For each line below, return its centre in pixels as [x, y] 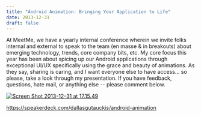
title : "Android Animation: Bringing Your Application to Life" [88, 12]
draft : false [23, 23]
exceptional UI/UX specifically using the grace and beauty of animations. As [100, 65]
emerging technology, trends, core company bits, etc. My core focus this [96, 53]
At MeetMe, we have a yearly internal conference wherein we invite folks [96, 40]
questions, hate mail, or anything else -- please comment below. [86, 85]
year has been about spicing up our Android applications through [87, 59]
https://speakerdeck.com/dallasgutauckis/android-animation [81, 108]
